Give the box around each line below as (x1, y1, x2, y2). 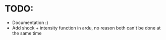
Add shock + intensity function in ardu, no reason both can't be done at (12, 24, 161, 30)
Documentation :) (12, 19, 48, 25)
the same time (12, 30, 42, 36)
